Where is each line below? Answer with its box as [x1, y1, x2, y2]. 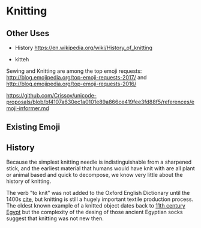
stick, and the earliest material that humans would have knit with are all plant [6, 165, 195, 172]
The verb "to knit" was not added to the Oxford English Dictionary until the [6, 189, 190, 197]
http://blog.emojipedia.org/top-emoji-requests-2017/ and [6, 74, 147, 81]
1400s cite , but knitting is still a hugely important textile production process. [6, 196, 194, 203]
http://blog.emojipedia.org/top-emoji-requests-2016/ [6, 80, 137, 87]
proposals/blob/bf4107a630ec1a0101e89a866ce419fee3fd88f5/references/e [6, 98, 195, 105]
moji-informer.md [6, 105, 49, 112]
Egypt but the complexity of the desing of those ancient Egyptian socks [6, 209, 183, 216]
